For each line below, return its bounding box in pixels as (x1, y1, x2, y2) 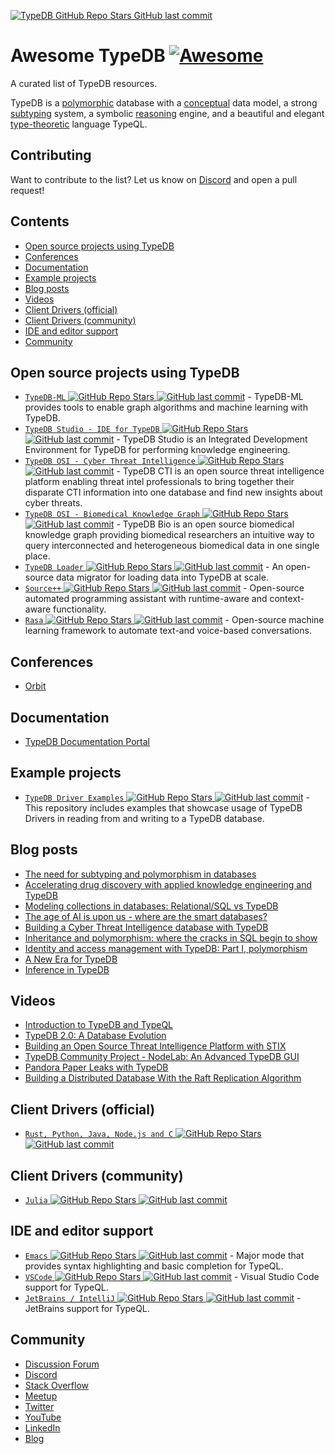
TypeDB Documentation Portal (24, 736, 150, 747)
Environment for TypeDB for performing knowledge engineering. (24, 444, 291, 456)
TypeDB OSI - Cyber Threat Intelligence (24, 456, 196, 467)
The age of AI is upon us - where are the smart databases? (24, 910, 268, 922)
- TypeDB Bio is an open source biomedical (116, 518, 295, 530)
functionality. (53, 603, 107, 615)
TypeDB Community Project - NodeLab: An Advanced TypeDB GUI (24, 1051, 300, 1063)
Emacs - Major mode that (24, 1249, 305, 1261)
